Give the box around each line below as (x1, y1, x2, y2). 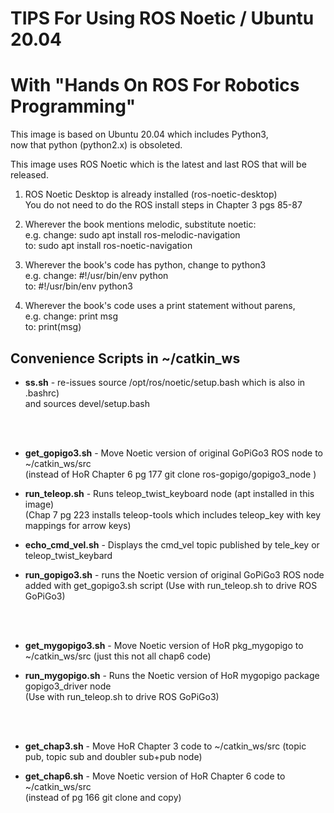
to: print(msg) (24, 321, 82, 333)
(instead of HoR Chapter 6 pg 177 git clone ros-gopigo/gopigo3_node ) (24, 468, 317, 480)
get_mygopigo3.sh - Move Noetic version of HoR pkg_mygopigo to (24, 639, 304, 651)
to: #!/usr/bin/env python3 (24, 280, 133, 292)
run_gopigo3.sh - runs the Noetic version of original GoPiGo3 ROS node (24, 568, 325, 581)
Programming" (10, 95, 137, 118)
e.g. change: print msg (24, 310, 119, 322)
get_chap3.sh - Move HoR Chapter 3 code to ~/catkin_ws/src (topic (24, 740, 307, 752)
